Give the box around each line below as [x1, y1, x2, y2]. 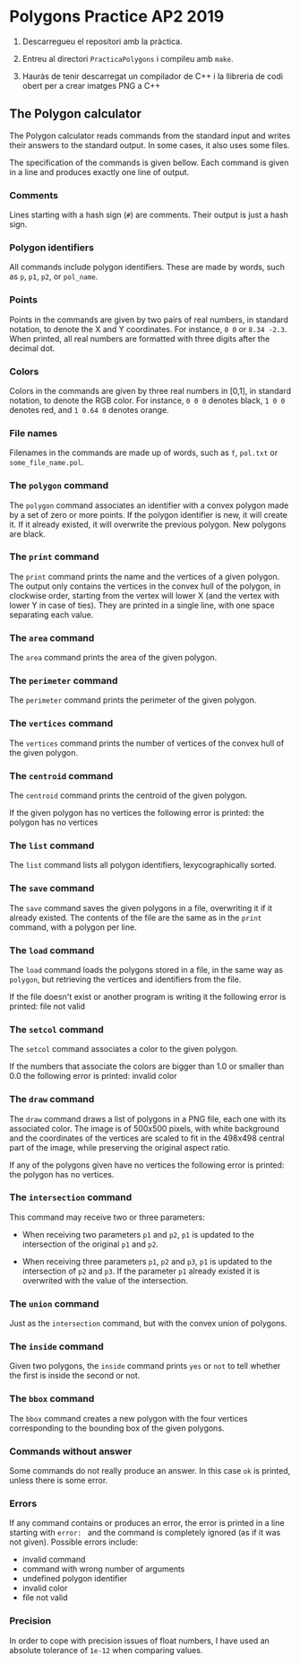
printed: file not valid [9, 1001, 86, 1012]
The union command [9, 1297, 99, 1309]
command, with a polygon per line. [9, 922, 137, 933]
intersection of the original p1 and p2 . [21, 1239, 159, 1249]
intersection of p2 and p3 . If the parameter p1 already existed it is [21, 1266, 261, 1276]
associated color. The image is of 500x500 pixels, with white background [9, 1123, 279, 1134]
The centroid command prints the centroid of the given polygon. [9, 790, 248, 801]
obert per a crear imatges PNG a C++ [21, 80, 161, 91]
